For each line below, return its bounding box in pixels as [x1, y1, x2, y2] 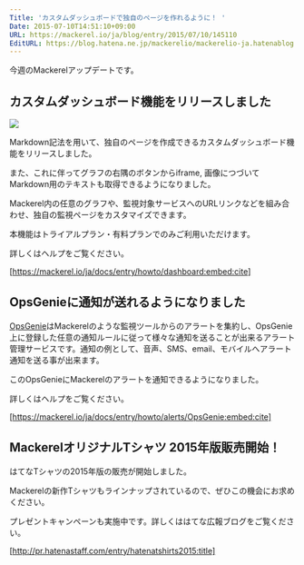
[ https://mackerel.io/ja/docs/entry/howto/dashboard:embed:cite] [9, 266, 251, 277]
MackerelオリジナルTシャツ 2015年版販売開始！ [9, 440, 281, 455]
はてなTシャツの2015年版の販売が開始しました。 [9, 465, 192, 477]
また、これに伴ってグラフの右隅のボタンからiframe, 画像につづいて [9, 167, 260, 178]
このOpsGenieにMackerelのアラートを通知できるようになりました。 [9, 373, 264, 384]
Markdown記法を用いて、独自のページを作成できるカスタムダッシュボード [9, 137, 288, 148]
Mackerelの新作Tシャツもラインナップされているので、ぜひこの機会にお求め [9, 485, 295, 496]
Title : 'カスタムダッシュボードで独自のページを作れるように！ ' [9, 13, 226, 23]
